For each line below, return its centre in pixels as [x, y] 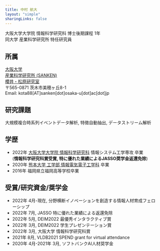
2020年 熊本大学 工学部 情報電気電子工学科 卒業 [61, 165]
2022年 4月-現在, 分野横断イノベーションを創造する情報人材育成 [77, 200]
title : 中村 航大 [21, 10]
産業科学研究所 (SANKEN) [31, 75]
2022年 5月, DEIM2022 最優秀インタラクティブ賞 [62, 219]
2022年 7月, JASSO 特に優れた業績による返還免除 [62, 213]
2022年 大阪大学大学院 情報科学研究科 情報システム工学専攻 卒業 [78, 152]
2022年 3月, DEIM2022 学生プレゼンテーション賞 [62, 225]
